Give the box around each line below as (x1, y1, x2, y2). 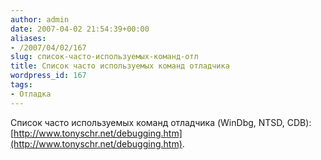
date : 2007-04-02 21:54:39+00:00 (10, 24, 150, 34)
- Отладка (10, 89, 52, 99)
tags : (10, 80, 33, 90)
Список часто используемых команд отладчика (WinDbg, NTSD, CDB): (10, 116, 312, 128)
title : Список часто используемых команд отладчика (10, 61, 230, 71)
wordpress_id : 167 (10, 71, 87, 81)
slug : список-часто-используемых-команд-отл (10, 52, 199, 62)
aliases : (10, 33, 47, 43)
